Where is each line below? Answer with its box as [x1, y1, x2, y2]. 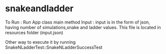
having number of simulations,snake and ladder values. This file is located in [5, 24, 161, 30]
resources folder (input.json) [5, 29, 63, 35]
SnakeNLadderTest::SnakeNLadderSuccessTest [5, 44, 103, 50]
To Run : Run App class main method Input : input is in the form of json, [5, 19, 150, 25]
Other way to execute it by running [5, 39, 76, 45]
